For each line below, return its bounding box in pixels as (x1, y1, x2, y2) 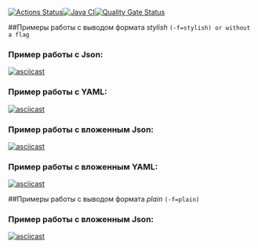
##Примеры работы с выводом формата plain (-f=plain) (8, 195, 200, 204)
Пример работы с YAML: (8, 86, 107, 97)
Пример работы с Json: (8, 49, 104, 60)
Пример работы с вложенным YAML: (8, 161, 158, 172)
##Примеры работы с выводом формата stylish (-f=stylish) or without (8, 23, 251, 31)
